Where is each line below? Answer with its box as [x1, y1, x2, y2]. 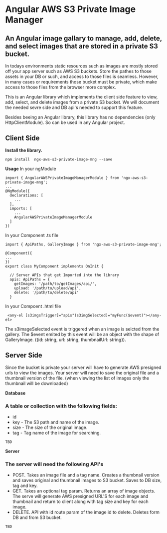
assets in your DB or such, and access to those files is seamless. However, [5, 73, 159, 79]
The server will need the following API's [5, 460, 104, 467]
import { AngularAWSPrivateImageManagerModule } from [5, 175, 120, 180]
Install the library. [5, 147, 42, 153]
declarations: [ [9, 192, 43, 198]
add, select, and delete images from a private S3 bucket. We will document [5, 99, 160, 105]
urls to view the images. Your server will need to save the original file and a [5, 369, 160, 375]
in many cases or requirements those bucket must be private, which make [5, 79, 157, 84]
